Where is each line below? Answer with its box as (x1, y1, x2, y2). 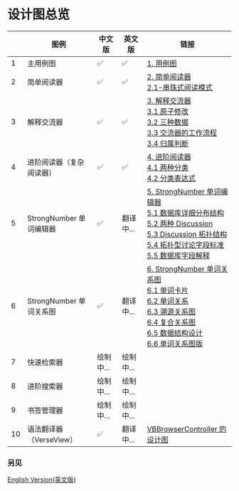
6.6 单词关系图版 (147, 339, 203, 349)
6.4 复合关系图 (147, 317, 196, 327)
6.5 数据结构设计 (147, 328, 203, 338)
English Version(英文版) (7, 475, 76, 484)
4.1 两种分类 (147, 162, 189, 172)
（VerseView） (27, 435, 78, 445)
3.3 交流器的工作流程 (147, 127, 218, 137)
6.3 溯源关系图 (147, 307, 196, 317)
